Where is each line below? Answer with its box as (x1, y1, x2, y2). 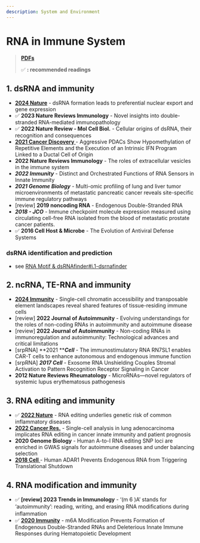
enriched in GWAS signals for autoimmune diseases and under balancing (14, 444, 195, 451)
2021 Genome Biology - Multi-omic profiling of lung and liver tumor (14, 183, 181, 190)
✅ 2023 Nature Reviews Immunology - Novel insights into (14, 112, 159, 120)
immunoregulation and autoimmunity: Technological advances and (14, 334, 179, 341)
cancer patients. (14, 221, 56, 228)
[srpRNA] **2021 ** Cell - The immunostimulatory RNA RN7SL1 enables (14, 346, 191, 353)
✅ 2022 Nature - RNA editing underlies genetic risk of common (14, 411, 172, 419)
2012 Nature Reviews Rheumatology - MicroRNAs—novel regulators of (14, 372, 192, 379)
